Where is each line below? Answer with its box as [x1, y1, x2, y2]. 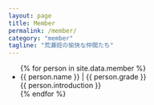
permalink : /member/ [8, 26, 78, 34]
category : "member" [8, 34, 74, 42]
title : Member [8, 19, 56, 27]
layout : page [8, 11, 52, 20]
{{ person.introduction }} [19, 81, 102, 91]
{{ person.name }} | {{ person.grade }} [19, 72, 147, 82]
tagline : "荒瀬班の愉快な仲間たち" [8, 42, 114, 50]
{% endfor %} [19, 89, 67, 99]
